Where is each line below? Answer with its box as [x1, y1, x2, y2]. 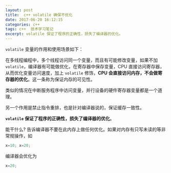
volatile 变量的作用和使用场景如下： [5, 46, 83, 52]
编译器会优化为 [5, 152, 37, 159]
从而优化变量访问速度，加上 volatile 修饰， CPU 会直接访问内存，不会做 [5, 70, 158, 76]
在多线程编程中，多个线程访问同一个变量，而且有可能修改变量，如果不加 [5, 57, 158, 63]
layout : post [5, 7, 33, 13]
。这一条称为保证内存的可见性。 [28, 76, 95, 82]
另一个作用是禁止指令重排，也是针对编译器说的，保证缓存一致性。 [5, 105, 144, 110]
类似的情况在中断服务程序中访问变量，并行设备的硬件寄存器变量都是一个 [5, 87, 158, 93]
